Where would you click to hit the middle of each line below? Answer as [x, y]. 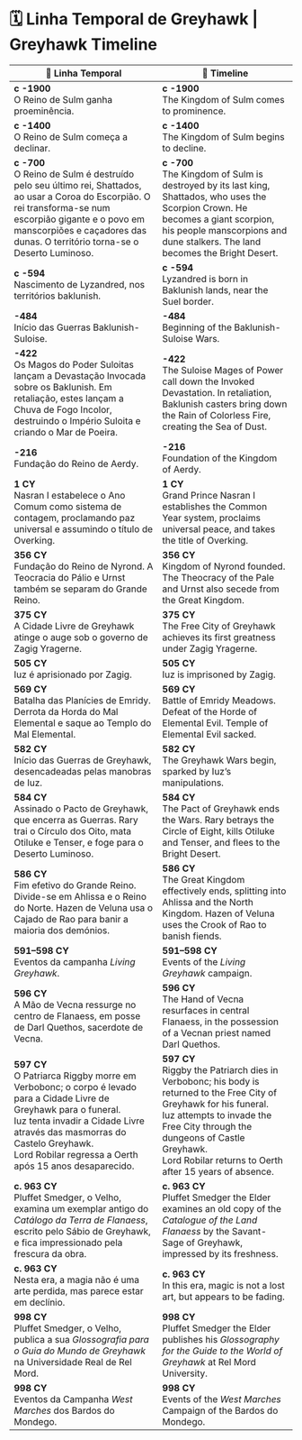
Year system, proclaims [211, 518]
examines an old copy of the [222, 1208]
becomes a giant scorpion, [218, 219]
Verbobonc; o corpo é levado [75, 1087]
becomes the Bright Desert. [220, 252]
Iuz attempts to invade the [217, 1114]
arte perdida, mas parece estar [79, 1290]
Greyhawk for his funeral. [216, 1104]
